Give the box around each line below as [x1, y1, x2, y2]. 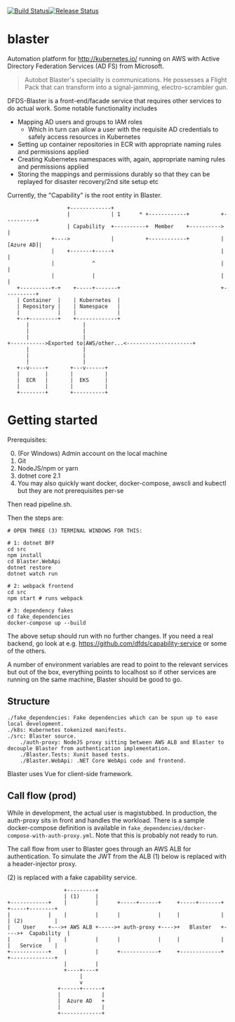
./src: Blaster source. [7, 733, 77, 740]
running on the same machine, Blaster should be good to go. [7, 675, 182, 683]
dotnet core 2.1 [17, 471, 61, 480]
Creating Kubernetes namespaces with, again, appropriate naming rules [17, 155, 226, 163]
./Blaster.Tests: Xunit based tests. [20, 751, 130, 758]
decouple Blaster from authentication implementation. [7, 745, 171, 752]
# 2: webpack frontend [7, 582, 74, 589]
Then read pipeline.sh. [7, 499, 72, 509]
